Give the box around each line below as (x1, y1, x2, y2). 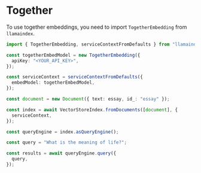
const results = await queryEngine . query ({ (6, 150, 117, 156)
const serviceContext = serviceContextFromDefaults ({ (6, 74, 144, 80)
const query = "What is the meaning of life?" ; (6, 139, 127, 145)
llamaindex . (6, 29, 35, 37)
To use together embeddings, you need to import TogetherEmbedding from (6, 23, 187, 31)
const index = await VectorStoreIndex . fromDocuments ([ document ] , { (6, 107, 178, 113)
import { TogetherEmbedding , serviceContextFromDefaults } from (6, 41, 170, 47)
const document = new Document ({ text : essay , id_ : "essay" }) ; (6, 96, 170, 102)
